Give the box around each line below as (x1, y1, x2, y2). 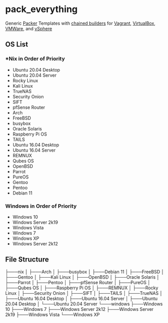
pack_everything (5, 4, 78, 15)
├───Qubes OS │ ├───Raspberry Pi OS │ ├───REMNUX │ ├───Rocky (5, 285, 158, 291)
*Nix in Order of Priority (5, 55, 65, 62)
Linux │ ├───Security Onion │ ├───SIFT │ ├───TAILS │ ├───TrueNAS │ (5, 290, 163, 296)
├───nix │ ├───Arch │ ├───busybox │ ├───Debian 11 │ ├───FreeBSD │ (5, 269, 164, 275)
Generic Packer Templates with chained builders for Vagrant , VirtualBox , (5, 20, 155, 26)
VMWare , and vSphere (5, 25, 52, 31)
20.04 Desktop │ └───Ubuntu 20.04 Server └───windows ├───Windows (5, 301, 163, 307)
